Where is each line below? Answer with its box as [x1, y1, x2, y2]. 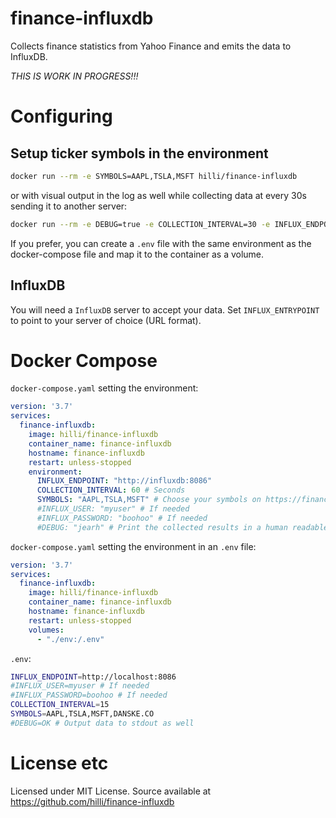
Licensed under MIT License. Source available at [10, 785, 212, 797]
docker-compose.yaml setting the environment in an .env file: [10, 540, 257, 552]
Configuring [10, 105, 113, 128]
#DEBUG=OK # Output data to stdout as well [10, 718, 195, 728]
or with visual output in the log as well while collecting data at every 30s [10, 189, 307, 201]
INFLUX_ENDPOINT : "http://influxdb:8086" [36, 476, 213, 486]
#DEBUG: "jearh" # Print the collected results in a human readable [36, 522, 329, 532]
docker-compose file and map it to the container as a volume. [10, 248, 265, 260]
